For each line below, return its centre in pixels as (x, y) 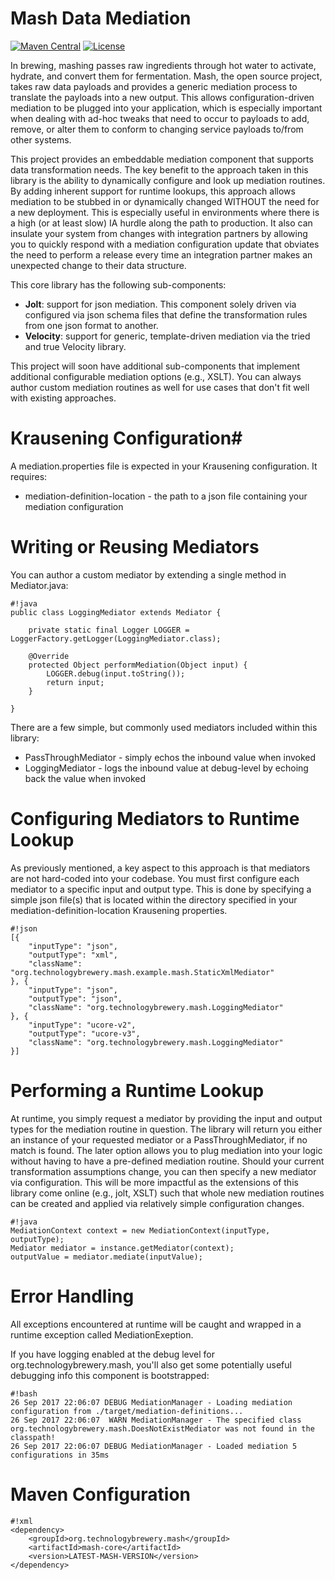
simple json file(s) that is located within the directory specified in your (154, 899)
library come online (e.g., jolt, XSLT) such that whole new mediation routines (167, 1193)
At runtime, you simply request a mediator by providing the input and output (166, 1118)
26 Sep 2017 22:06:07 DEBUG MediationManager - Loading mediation (151, 1402)
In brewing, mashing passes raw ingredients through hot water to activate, (163, 65)
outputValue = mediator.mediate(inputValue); (106, 1257)
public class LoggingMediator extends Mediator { (116, 612)
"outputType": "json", (75, 998)
